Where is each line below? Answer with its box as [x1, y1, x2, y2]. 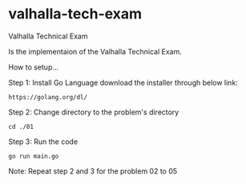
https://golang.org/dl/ [8, 93, 88, 101]
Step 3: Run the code [8, 137, 79, 146]
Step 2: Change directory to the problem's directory [8, 107, 179, 117]
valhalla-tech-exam [8, 5, 143, 23]
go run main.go [8, 152, 59, 160]
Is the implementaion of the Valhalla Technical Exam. [8, 46, 183, 56]
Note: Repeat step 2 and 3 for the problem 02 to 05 [8, 166, 178, 176]
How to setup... [8, 62, 58, 72]
